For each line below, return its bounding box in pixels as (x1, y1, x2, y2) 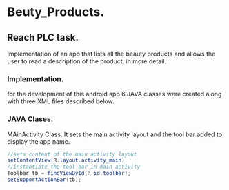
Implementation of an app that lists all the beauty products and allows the (7, 50, 216, 58)
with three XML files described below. (7, 97, 115, 105)
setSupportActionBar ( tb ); (7, 176, 81, 183)
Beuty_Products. (7, 4, 105, 20)
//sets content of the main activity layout (7, 151, 137, 158)
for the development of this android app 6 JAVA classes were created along (7, 90, 222, 98)
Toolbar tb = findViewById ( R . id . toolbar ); (7, 170, 131, 177)
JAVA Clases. (7, 114, 54, 124)
